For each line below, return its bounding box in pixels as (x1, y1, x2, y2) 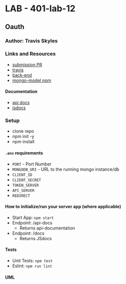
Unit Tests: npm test (12, 257, 53, 263)
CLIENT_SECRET (12, 178, 41, 183)
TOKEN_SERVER (12, 183, 39, 188)
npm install (12, 139, 35, 145)
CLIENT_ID (12, 172, 33, 177)
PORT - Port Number (12, 161, 52, 167)
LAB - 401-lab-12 (5, 3, 76, 14)
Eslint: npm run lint (12, 263, 52, 269)
